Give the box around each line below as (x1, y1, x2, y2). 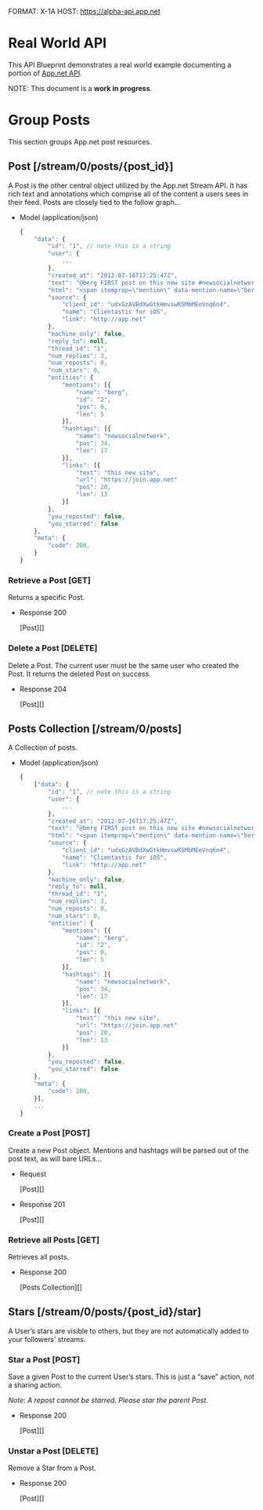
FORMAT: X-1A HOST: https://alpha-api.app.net (8, 7, 160, 16)
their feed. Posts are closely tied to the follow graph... (8, 197, 181, 207)
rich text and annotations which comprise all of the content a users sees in (8, 188, 249, 199)
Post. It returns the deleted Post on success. (8, 669, 151, 678)
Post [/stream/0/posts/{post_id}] (8, 160, 174, 174)
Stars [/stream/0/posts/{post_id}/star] (8, 1305, 202, 1318)
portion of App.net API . (8, 68, 82, 78)
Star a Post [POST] (8, 1354, 81, 1365)
